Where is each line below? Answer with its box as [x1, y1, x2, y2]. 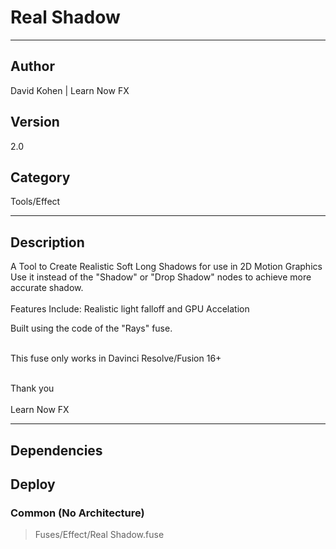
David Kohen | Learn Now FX [10, 84, 130, 96]
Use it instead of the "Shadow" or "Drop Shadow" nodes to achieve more [10, 271, 312, 283]
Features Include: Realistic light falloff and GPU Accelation [10, 303, 250, 315]
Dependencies [10, 442, 103, 459]
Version [10, 114, 60, 131]
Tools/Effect [10, 196, 61, 208]
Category [10, 169, 71, 186]
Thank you [10, 382, 55, 395]
